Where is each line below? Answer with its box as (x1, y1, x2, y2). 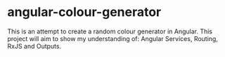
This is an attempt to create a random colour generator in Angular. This (7, 27, 213, 35)
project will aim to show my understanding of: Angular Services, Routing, (7, 34, 218, 42)
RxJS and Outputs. (7, 42, 62, 50)
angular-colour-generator (7, 4, 162, 20)
